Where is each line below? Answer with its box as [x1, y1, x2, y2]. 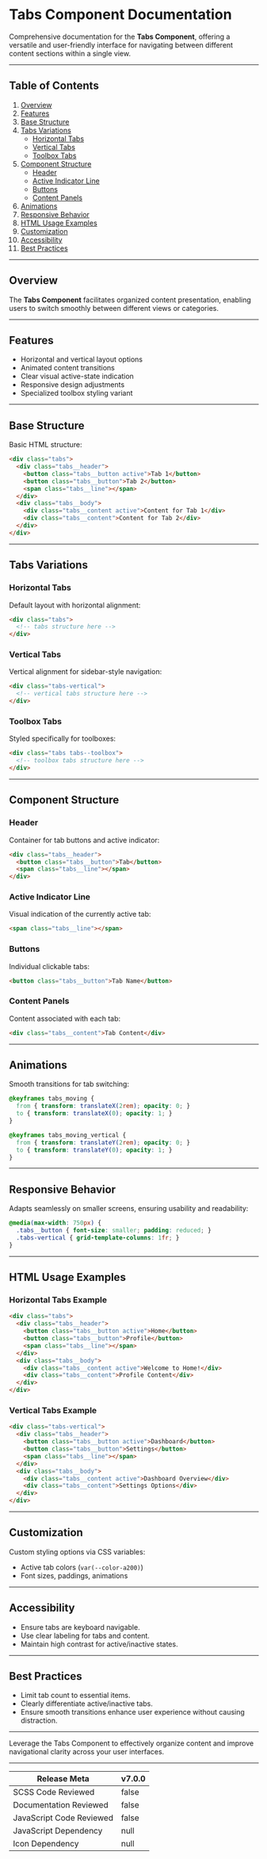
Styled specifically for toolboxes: [9, 734, 116, 743]
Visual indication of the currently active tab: [9, 910, 151, 919]
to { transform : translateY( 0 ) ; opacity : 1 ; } [16, 1146, 173, 1154]
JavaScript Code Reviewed [13, 1812, 114, 1823]
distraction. [20, 1715, 58, 1726]
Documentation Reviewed [13, 1800, 109, 1811]
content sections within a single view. [9, 48, 132, 58]
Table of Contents [9, 79, 100, 93]
